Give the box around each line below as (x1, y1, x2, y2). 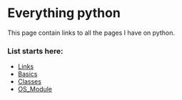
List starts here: (7, 46, 64, 56)
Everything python (7, 5, 121, 21)
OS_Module (17, 85, 52, 94)
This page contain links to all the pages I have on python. (7, 28, 175, 37)
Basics (17, 70, 38, 79)
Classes (17, 77, 41, 86)
